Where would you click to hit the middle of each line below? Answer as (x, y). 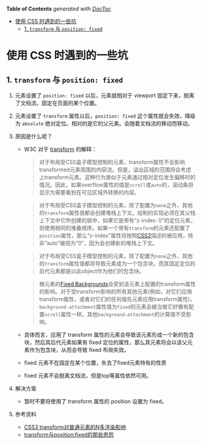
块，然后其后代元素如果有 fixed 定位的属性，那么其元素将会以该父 (106, 342)
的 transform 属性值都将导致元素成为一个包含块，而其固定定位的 (117, 263)
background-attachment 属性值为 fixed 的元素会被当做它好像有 (114, 306)
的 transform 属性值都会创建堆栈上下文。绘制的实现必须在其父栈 (117, 213)
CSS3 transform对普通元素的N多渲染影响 (75, 427)
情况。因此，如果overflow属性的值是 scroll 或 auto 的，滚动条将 (116, 185)
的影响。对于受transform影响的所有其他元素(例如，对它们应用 (115, 291)
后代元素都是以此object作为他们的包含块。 (92, 271)
